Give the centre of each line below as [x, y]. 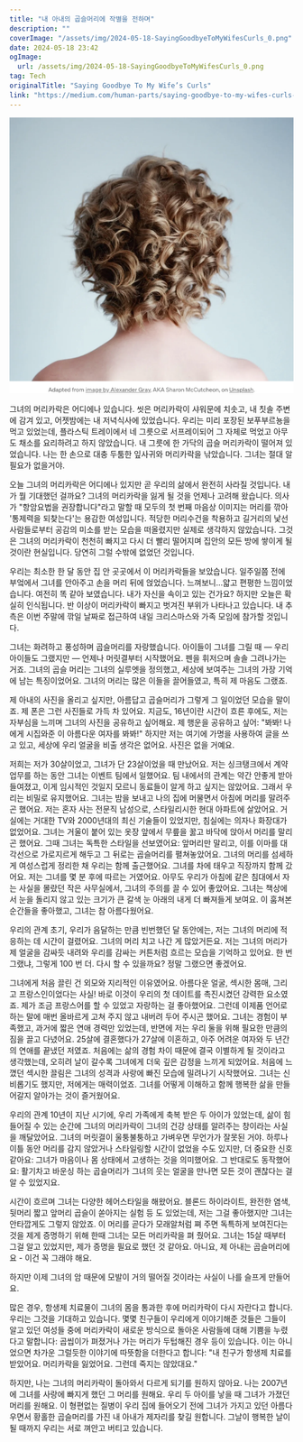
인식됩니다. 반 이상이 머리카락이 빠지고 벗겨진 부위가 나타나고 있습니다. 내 [155, 605]
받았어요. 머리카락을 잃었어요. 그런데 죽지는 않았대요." [104, 1364]
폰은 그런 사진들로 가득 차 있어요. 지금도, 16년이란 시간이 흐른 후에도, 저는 [159, 712]
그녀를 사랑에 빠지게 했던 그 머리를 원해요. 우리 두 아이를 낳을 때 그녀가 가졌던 [154, 1394]
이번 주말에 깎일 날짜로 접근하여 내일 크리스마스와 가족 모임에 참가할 [145, 617]
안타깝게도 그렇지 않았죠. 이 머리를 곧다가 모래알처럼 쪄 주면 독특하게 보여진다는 [149, 1224]
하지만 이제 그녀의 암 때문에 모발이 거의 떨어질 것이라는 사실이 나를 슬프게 [138, 1277]
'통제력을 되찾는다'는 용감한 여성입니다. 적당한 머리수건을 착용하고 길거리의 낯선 [149, 519]
